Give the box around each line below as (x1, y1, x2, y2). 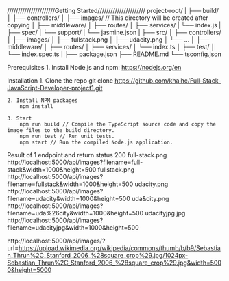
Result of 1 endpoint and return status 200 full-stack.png (7, 151, 167, 159)
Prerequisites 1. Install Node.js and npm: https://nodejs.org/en (7, 64, 182, 71)
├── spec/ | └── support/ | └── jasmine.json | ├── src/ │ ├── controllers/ (7, 28, 221, 36)
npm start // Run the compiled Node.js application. (19, 139, 173, 146)
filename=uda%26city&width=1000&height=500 (7, 209, 144, 217)
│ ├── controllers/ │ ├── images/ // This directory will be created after (7, 14, 209, 22)
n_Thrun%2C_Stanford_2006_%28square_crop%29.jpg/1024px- (7, 252, 189, 259)
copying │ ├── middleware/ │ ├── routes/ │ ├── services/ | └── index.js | (7, 21, 221, 29)
